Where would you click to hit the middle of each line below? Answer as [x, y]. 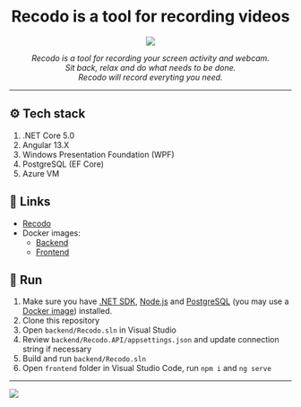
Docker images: [51, 233]
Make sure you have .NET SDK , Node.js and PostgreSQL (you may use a [155, 301]
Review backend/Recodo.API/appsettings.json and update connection [150, 340]
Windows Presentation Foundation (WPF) [98, 154]
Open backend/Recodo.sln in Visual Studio [99, 330]
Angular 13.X [46, 144]
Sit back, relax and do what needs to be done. [150, 67]
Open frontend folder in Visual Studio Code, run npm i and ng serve [146, 368]
